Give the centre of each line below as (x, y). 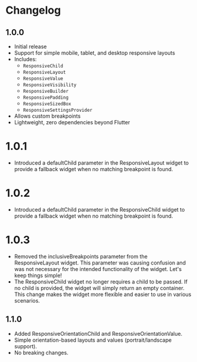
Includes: (25, 59)
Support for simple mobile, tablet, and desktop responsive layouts (95, 53)
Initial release (30, 46)
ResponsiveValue (43, 78)
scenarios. (27, 300)
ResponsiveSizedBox (47, 104)
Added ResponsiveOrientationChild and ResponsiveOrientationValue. (98, 333)
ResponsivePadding (46, 97)
